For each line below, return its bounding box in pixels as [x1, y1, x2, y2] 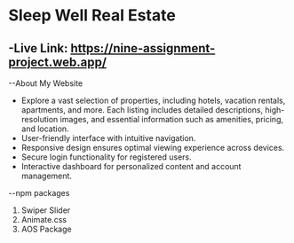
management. [20, 170, 73, 181]
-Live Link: [8, 41, 68, 56]
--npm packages [8, 188, 70, 198]
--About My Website [8, 78, 83, 89]
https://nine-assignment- [69, 41, 216, 56]
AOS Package [20, 223, 72, 234]
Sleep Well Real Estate [8, 5, 177, 26]
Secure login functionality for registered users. [20, 152, 192, 162]
